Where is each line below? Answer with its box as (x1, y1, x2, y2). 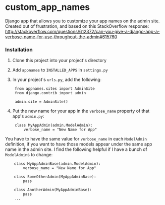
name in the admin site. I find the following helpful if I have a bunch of (5, 146, 148, 152)
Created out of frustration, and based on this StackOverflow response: (5, 23, 149, 29)
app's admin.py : (12, 113, 45, 119)
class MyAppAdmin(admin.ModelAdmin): (14, 123, 93, 128)
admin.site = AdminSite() (14, 99, 68, 104)
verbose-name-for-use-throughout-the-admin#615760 (5, 34, 117, 40)
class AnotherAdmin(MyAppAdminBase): (14, 188, 92, 193)
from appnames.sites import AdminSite (14, 86, 95, 91)
